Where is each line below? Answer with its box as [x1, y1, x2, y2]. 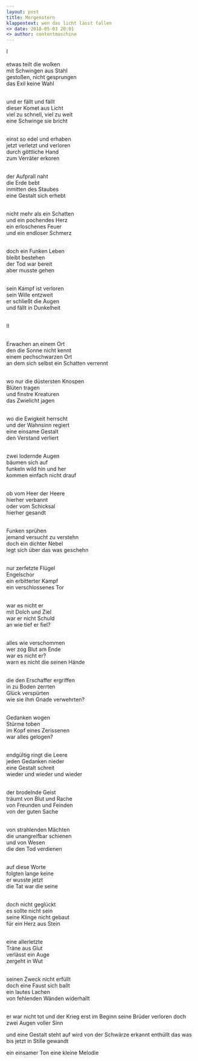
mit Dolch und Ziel [6, 608, 52, 616]
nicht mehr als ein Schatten [6, 210, 74, 217]
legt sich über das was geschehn [6, 547, 89, 554]
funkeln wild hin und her [6, 466, 66, 473]
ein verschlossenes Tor [6, 584, 65, 591]
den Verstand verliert [6, 434, 59, 441]
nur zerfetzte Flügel [6, 565, 56, 572]
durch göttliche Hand [6, 149, 59, 156]
